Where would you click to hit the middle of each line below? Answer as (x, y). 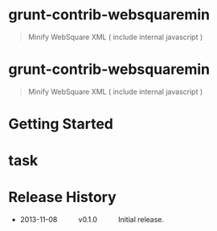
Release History (62, 197)
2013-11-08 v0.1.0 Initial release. (92, 220)
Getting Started (61, 124)
